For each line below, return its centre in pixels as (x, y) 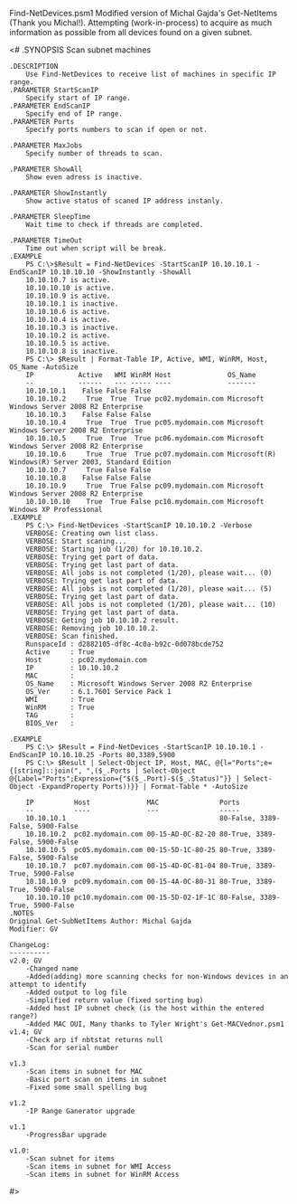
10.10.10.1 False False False (88, 391)
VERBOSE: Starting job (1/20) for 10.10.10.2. (115, 549)
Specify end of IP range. (74, 114)
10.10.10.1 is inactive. (72, 304)
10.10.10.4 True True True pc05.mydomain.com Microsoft (145, 422)
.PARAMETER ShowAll (46, 169)
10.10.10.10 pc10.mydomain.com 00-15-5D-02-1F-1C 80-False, (141, 897)
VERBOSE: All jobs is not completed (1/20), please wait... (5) (149, 589)
